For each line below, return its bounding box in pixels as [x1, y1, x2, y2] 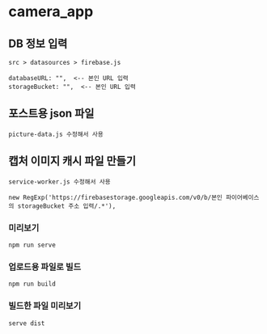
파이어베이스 [225, 193, 260, 201]
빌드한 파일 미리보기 [8, 300, 82, 311]
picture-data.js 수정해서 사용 [8, 130, 104, 138]
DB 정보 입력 [8, 36, 68, 50]
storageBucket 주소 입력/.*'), [17, 201, 117, 210]
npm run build [8, 280, 57, 289]
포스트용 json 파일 [8, 107, 95, 120]
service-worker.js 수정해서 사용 [8, 177, 111, 186]
